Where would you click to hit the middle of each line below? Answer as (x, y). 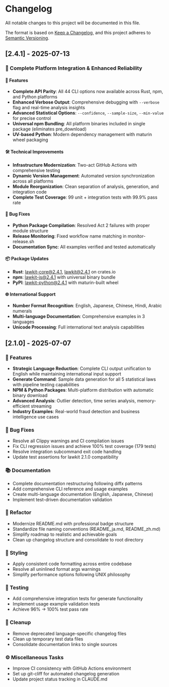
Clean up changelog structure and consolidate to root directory (78, 539)
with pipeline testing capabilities (46, 384)
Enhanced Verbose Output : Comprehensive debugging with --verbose (86, 102)
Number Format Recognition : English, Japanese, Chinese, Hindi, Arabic (87, 306)
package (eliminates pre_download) (50, 129)
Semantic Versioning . (27, 38)
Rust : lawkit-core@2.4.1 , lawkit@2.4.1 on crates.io (64, 272)
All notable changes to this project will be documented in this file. (73, 23)
